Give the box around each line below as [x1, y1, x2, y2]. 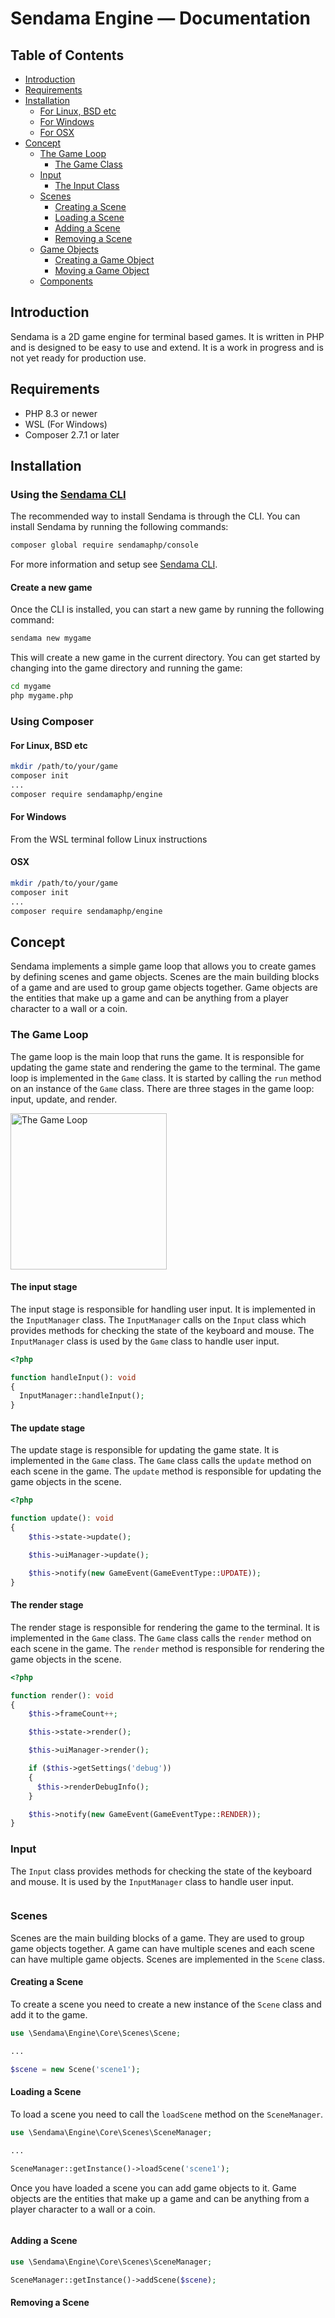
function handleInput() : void [10, 1372, 137, 1382]
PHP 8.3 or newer [24, 407, 98, 419]
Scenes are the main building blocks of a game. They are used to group [10, 1932, 305, 1944]
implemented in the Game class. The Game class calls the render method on [10, 1632, 312, 1644]
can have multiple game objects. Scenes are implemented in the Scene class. [10, 1953, 325, 1965]
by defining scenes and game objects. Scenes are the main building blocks [10, 971, 320, 983]
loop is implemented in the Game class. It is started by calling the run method [10, 1072, 322, 1084]
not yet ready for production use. [10, 352, 147, 364]
